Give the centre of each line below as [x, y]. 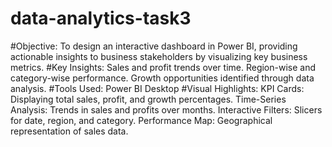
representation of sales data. [69, 131]
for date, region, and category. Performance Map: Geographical [141, 120]
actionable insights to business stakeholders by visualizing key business [159, 56]
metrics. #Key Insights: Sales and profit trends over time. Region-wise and [163, 67]
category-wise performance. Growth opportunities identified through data [162, 78]
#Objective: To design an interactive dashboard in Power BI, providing [154, 46]
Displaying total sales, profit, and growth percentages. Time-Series [148, 99]
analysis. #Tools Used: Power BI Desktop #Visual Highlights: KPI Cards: [157, 88]
